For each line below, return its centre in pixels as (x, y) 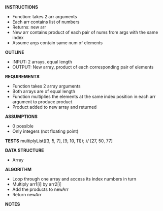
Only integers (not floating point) (45, 131)
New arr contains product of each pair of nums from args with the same (85, 32)
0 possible (23, 126)
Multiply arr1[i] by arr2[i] (37, 184)
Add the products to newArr (40, 189)
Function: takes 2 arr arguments (45, 16)
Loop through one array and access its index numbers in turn (74, 179)
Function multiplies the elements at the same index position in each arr (84, 96)
